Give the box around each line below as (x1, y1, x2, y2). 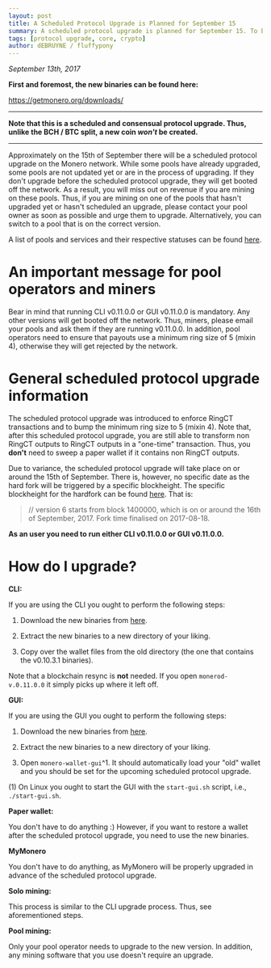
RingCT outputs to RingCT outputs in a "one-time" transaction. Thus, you (8, 440, 252, 448)
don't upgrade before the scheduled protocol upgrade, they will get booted (8, 176, 258, 186)
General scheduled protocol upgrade (8, 369, 261, 388)
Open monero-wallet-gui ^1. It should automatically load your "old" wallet (19, 757, 261, 768)
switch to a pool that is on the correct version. (8, 219, 161, 229)
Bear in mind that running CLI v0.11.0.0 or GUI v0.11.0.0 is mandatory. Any (8, 307, 251, 317)
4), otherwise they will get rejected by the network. (8, 341, 178, 351)
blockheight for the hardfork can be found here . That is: (8, 490, 194, 499)
